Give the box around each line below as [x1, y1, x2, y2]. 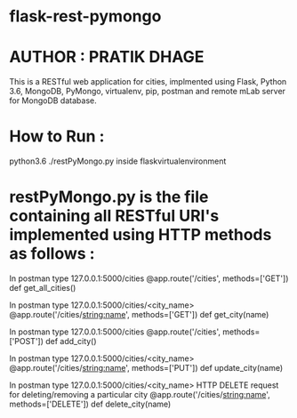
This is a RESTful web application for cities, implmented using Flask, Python [9, 76, 287, 87]
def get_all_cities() [9, 283, 76, 293]
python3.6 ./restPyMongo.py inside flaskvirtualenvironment [9, 156, 227, 166]
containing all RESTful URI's [9, 206, 220, 226]
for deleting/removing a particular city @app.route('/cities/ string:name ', [9, 390, 271, 399]
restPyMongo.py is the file [9, 187, 209, 207]
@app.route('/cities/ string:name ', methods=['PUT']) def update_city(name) [9, 363, 284, 373]
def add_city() [45, 336, 97, 346]
